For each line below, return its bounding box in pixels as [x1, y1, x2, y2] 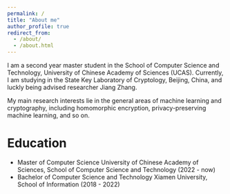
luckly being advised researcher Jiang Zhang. [7, 84, 137, 91]
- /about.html [13, 42, 54, 49]
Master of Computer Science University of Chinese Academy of [17, 158, 199, 166]
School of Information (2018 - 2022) [17, 180, 120, 188]
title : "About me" [7, 17, 60, 23]
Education [7, 135, 67, 151]
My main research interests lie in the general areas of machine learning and [7, 97, 222, 104]
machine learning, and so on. [7, 111, 90, 119]
